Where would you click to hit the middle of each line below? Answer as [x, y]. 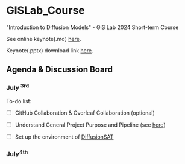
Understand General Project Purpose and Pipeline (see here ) [90, 125]
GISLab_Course [46, 11]
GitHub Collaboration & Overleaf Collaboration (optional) [85, 113]
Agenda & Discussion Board [60, 70]
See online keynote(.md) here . [44, 39]
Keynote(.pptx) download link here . [50, 50]
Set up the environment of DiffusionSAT [64, 137]
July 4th [17, 154]
